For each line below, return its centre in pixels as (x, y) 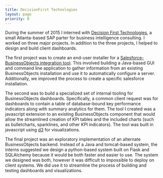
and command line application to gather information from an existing (74, 68)
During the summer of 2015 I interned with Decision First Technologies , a (79, 33)
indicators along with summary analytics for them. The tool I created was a (80, 109)
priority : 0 (17, 19)
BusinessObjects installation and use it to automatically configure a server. (80, 74)
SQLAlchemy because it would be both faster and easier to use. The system (82, 155)
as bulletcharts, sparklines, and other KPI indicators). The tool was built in (79, 125)
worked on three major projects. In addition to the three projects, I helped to (81, 43)
